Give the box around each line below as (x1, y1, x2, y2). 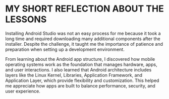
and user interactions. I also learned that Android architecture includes (5, 66, 152, 73)
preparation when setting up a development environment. (5, 46, 125, 52)
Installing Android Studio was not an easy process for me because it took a (5, 30, 161, 36)
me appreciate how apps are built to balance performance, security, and (5, 82, 155, 88)
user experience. (5, 88, 40, 94)
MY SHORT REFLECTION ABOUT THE (5, 3, 164, 15)
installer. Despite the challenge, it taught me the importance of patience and (5, 41, 163, 47)
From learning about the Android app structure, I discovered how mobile (5, 56, 155, 62)
